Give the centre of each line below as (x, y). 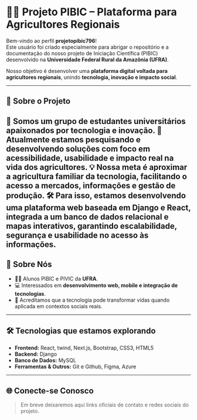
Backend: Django (36, 354)
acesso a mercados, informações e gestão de (91, 186)
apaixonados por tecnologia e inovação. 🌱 (84, 130)
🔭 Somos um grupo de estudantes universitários (96, 121)
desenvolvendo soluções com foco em (78, 149)
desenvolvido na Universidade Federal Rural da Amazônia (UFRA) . (87, 59)
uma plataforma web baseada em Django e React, (98, 207)
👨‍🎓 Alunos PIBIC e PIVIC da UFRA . (56, 278)
